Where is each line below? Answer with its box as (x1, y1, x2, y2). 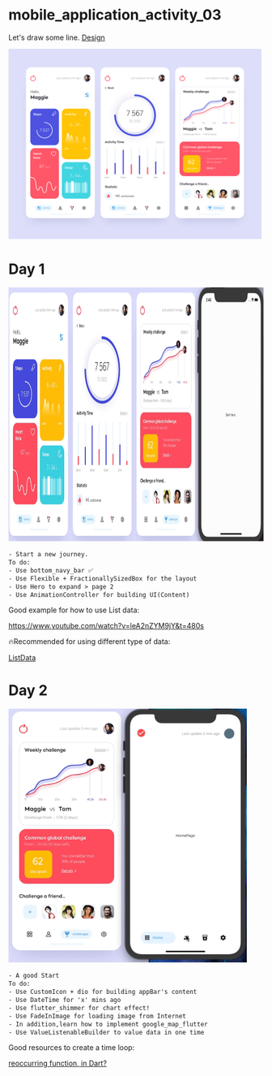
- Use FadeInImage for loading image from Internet (8, 1012, 186, 1020)
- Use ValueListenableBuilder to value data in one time (8, 1028, 205, 1036)
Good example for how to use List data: (8, 605, 140, 615)
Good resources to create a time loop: (8, 1042, 135, 1052)
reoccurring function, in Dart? (8, 1058, 108, 1068)
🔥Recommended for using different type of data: (8, 636, 171, 646)
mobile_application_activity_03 (8, 6, 222, 24)
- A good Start (8, 971, 60, 979)
